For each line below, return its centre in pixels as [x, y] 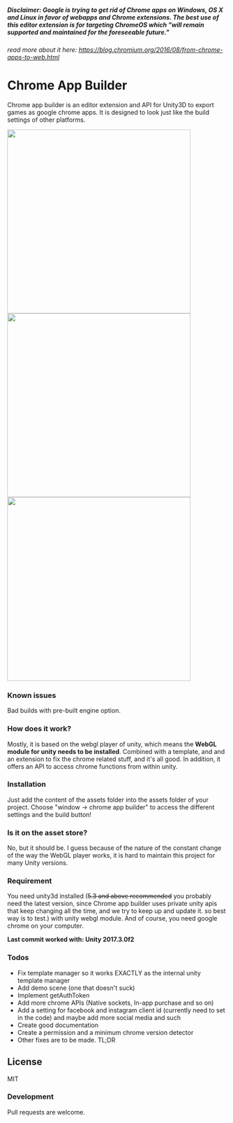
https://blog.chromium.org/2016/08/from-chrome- [151, 50]
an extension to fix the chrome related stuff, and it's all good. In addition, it [114, 759]
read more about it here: [42, 50]
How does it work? [39, 729]
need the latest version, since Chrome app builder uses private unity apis [112, 904]
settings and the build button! [50, 814]
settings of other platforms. [46, 120]
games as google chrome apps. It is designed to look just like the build [108, 112]
